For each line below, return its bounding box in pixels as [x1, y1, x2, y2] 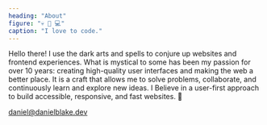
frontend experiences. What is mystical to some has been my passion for [8, 57, 252, 67]
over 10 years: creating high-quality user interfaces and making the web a [8, 66, 254, 76]
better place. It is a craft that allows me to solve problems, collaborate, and [8, 74, 257, 85]
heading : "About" [8, 11, 67, 20]
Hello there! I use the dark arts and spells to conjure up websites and [8, 49, 237, 59]
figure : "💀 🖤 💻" [8, 19, 65, 27]
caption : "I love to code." [8, 27, 103, 35]
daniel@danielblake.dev [8, 107, 88, 117]
